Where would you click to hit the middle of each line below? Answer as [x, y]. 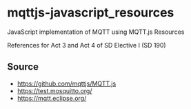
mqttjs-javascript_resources [91, 13]
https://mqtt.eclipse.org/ [52, 98]
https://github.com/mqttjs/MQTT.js [67, 83]
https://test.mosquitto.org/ [54, 90]
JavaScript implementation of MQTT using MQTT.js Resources [96, 32]
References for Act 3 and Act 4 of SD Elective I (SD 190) [87, 45]
